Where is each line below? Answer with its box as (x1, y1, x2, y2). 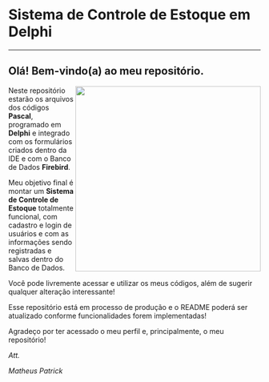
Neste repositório (8, 86, 66, 95)
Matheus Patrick (8, 366, 63, 376)
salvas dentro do (8, 254, 64, 263)
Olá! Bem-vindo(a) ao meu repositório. (8, 64, 204, 78)
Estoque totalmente (8, 203, 74, 213)
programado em (8, 119, 62, 129)
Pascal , (8, 111, 34, 121)
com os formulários (8, 136, 73, 146)
